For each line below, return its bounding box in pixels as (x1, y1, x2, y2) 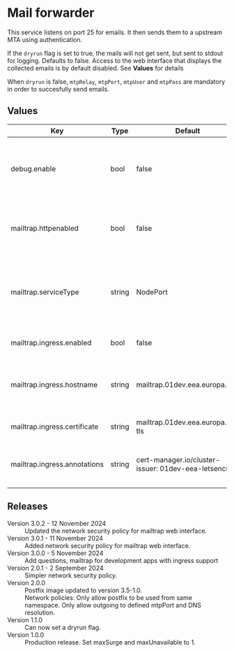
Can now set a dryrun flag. (24, 623, 101, 631)
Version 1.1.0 (7, 615, 43, 624)
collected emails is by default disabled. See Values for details (7, 64, 184, 72)
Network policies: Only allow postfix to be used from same (24, 593, 193, 602)
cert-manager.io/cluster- (136, 454, 221, 464)
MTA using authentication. (7, 35, 83, 43)
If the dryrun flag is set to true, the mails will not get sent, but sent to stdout (7, 49, 224, 57)
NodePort (136, 287, 169, 296)
